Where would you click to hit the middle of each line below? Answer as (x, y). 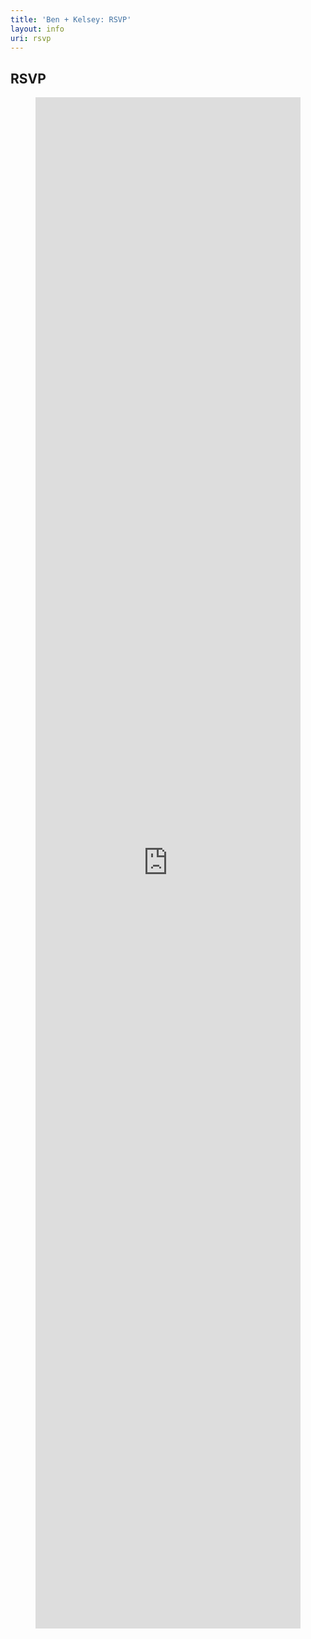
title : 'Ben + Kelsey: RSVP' (71, 19)
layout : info (37, 29)
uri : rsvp (31, 38)
